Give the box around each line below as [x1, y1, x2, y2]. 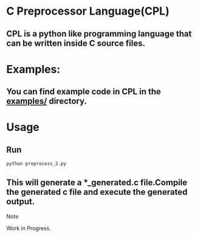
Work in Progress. [6, 224, 52, 232]
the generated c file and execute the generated [6, 187, 188, 197]
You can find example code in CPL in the [6, 86, 162, 97]
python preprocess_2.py [6, 161, 67, 167]
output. [6, 197, 35, 207]
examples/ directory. [6, 96, 87, 107]
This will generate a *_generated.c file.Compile [6, 178, 188, 188]
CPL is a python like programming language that [6, 29, 192, 39]
